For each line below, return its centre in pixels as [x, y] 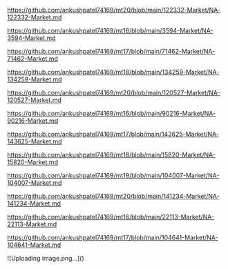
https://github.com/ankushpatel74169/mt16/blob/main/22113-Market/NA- [111, 217]
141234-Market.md [34, 203]
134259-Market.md [35, 79]
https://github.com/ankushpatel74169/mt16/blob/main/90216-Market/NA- [112, 113]
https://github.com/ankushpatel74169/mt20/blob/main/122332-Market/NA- [114, 10]
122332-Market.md [35, 17]
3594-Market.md [32, 38]
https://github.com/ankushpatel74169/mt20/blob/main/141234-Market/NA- [113, 196]
